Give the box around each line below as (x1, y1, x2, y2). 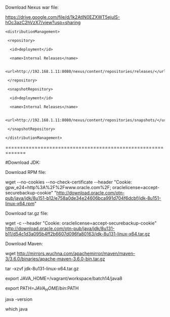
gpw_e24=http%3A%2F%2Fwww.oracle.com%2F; (5, 185, 111, 190)
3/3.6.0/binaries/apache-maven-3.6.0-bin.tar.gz (5, 256, 105, 262)
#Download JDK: (5, 159, 40, 165)
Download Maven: (5, 241, 43, 247)
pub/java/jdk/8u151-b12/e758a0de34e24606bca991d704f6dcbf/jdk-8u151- (5, 195, 161, 201)
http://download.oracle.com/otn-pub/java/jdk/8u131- (5, 225, 115, 232)
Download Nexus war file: (5, 5, 59, 10)
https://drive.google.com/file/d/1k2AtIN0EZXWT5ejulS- (5, 14, 120, 20)
